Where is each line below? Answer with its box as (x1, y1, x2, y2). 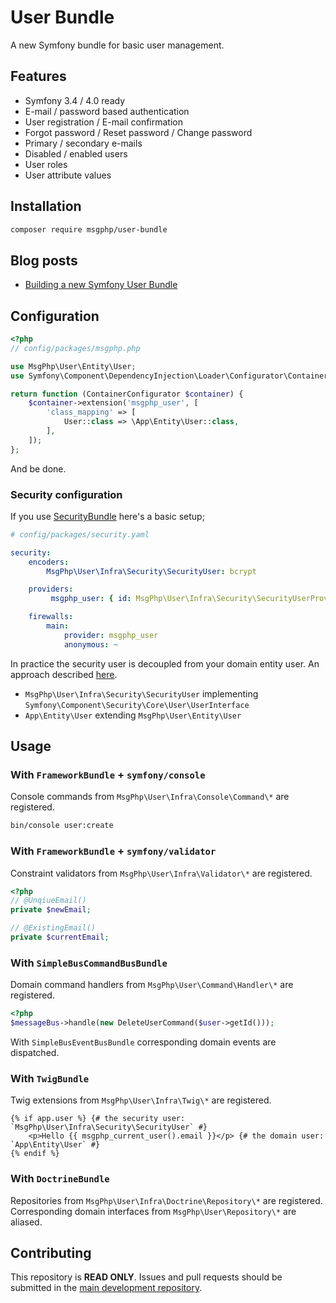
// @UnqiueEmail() (10, 896, 87, 906)
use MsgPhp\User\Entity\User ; (10, 361, 137, 371)
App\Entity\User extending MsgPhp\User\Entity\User (24, 709, 242, 721)
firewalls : (28, 612, 74, 622)
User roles (24, 158, 68, 170)
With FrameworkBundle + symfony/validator (10, 844, 217, 858)
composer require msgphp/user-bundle (10, 224, 168, 235)
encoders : (28, 557, 70, 567)
